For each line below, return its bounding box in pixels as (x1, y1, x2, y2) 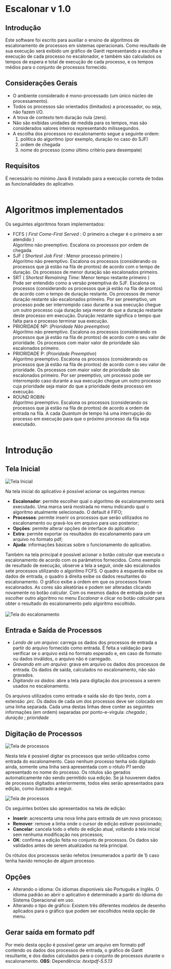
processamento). (12, 98, 49, 104)
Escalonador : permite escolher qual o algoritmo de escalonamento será (12, 498, 164, 504)
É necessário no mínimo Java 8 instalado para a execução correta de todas (5, 175, 164, 182)
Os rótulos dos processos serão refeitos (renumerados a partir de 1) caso (5, 852, 160, 859)
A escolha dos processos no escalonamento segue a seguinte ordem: (12, 130, 160, 137)
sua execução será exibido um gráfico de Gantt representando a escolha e (5, 48, 162, 54)
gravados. (12, 672, 34, 678)
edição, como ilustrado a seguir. (5, 785, 73, 792)
